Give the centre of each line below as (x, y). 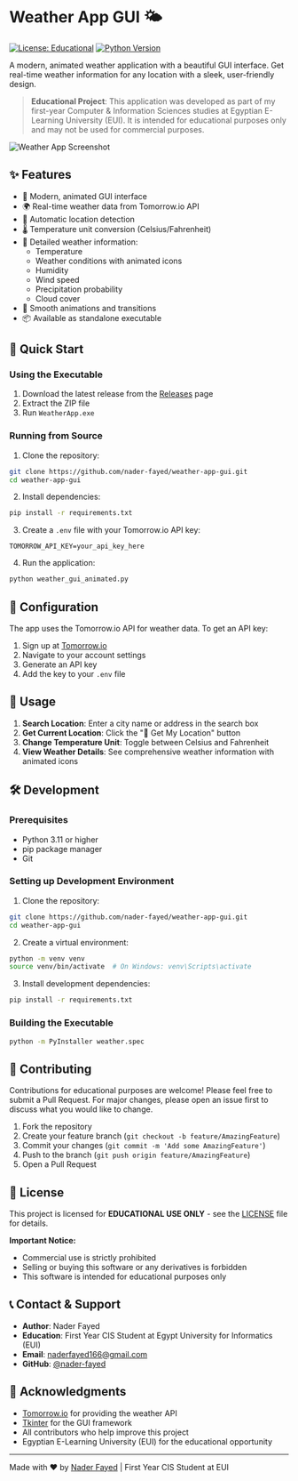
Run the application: (59, 563)
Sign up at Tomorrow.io (65, 646)
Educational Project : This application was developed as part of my (153, 101)
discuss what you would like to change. (81, 1109)
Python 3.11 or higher (60, 839)
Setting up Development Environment (92, 881)
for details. (29, 1223)
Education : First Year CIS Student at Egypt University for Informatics (147, 1335)
